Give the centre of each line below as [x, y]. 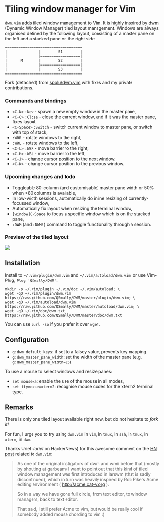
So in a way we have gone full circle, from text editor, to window [82, 494]
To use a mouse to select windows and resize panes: [59, 372]
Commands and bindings [36, 101]
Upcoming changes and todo [40, 177]
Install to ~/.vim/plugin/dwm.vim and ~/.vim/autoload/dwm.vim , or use [76, 275]
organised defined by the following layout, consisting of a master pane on [80, 33]
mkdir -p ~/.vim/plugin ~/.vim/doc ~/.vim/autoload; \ [63, 289]
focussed [22, 203]
